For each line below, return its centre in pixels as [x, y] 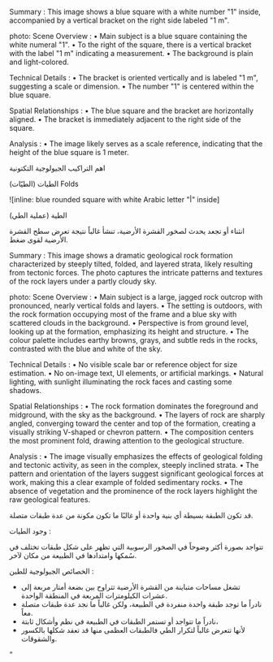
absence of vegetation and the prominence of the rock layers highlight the [134, 491]
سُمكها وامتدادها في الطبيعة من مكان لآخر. [73, 555]
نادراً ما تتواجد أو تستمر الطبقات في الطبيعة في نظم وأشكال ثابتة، [119, 621]
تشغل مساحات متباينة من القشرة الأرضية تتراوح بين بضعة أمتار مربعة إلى [130, 587]
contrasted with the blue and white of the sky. [86, 349]
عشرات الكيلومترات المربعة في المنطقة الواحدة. [94, 595]
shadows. [26, 390]
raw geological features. [50, 500]
